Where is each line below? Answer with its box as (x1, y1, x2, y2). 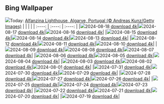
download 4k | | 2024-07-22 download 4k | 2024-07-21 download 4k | (5, 87, 153, 93)
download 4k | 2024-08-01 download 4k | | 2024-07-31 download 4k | (5, 64, 152, 70)
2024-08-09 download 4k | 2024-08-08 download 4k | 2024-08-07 (10, 47, 154, 52)
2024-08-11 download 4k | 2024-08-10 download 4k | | (43, 41, 158, 47)
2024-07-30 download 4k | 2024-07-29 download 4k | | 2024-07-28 (5, 70, 151, 76)
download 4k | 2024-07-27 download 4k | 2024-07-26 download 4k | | (5, 76, 153, 81)
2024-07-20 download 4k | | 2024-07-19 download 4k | (5, 93, 120, 99)
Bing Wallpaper (5, 4, 53, 12)
